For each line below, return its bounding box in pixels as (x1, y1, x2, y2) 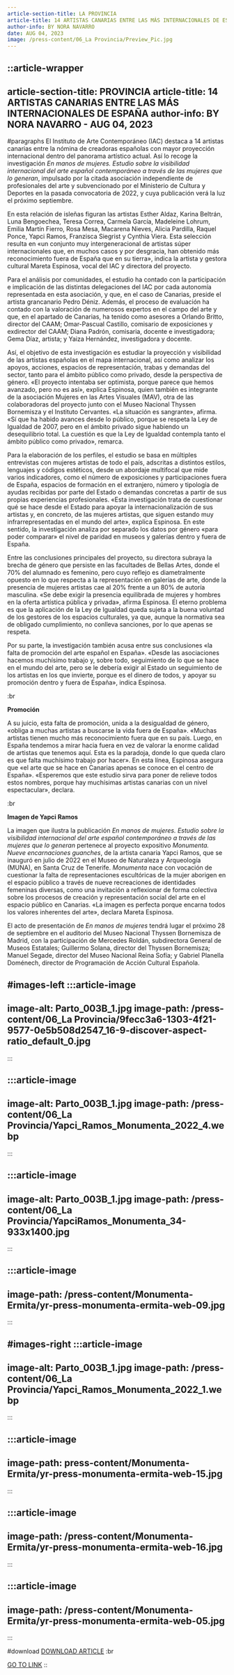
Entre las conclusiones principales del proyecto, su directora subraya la (7, 553, 212, 562)
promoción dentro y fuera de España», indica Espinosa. (7, 678, 166, 687)
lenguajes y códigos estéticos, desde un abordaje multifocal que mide (7, 466, 208, 474)
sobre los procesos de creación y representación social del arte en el (7, 893, 206, 902)
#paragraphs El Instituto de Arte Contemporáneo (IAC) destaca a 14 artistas (7, 137, 224, 145)
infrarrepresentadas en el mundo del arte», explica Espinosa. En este (7, 518, 205, 526)
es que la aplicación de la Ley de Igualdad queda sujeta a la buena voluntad (7, 606, 224, 614)
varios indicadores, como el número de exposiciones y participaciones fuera (7, 473, 227, 482)
